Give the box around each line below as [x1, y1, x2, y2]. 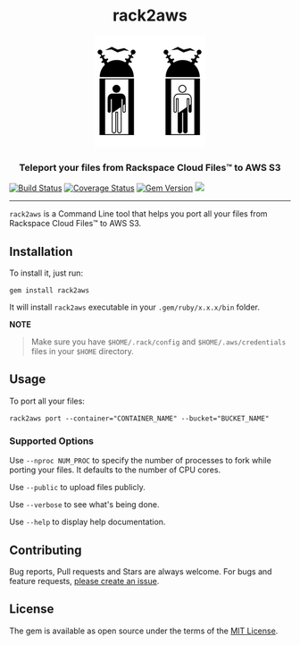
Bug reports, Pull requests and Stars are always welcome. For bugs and [9, 565, 272, 577]
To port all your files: [9, 395, 85, 406]
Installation [9, 243, 73, 259]
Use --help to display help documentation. [9, 516, 166, 528]
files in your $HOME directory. [30, 346, 134, 357]
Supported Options [9, 435, 95, 447]
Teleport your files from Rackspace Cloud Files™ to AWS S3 [19, 161, 281, 174]
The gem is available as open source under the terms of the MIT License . [9, 625, 279, 636]
